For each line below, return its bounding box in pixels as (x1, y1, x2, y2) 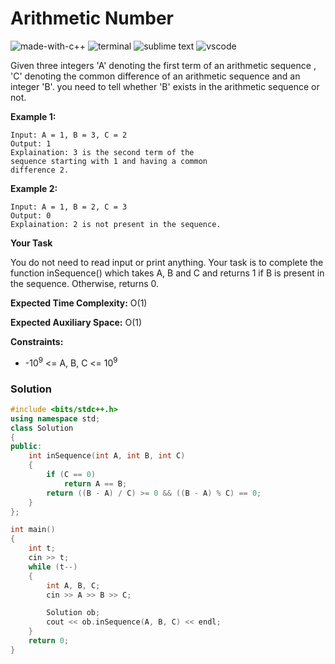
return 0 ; (28, 636, 70, 646)
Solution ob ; (46, 608, 101, 618)
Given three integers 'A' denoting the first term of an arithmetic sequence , (10, 59, 317, 71)
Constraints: (10, 335, 64, 347)
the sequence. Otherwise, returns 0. (10, 277, 160, 289)
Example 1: (10, 110, 57, 122)
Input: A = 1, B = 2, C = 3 (10, 202, 128, 212)
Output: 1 (10, 138, 52, 149)
